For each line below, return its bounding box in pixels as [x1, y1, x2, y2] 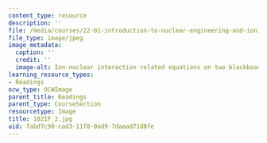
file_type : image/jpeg [8, 33, 83, 42]
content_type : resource [8, 11, 87, 20]
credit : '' [15, 56, 52, 64]
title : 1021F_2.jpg [8, 115, 73, 123]
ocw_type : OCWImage [8, 85, 73, 94]
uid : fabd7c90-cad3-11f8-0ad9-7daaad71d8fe [8, 122, 155, 130]
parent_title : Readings [8, 93, 87, 101]
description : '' [8, 19, 62, 27]
